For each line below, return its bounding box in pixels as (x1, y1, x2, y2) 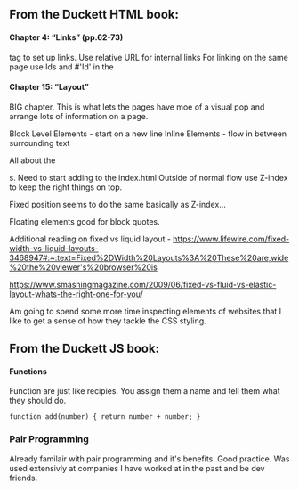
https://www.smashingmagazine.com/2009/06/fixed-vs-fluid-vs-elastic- (9, 279, 277, 290)
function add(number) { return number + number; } (9, 412, 201, 421)
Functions (9, 365, 47, 377)
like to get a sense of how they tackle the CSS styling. (9, 315, 206, 326)
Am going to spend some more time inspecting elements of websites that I (9, 306, 282, 316)
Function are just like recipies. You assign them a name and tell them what (9, 386, 280, 396)
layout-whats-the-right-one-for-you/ (9, 289, 144, 299)
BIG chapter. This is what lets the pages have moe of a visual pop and (9, 102, 265, 112)
